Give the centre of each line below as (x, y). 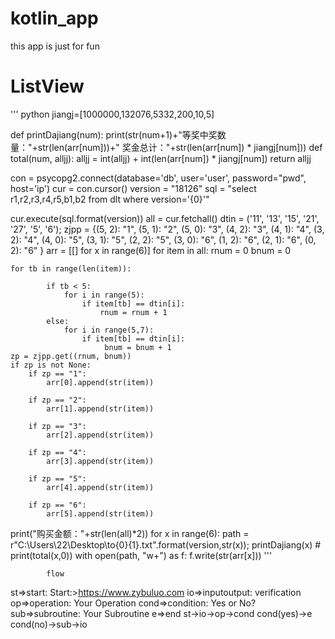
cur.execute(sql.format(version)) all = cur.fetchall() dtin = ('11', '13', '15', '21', (165, 218)
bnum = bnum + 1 (138, 347)
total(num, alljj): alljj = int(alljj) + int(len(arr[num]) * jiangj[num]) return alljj (161, 158)
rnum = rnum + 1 (133, 312)
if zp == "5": (57, 478)
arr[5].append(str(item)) (100, 513)
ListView (47, 86)
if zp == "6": (57, 505)
